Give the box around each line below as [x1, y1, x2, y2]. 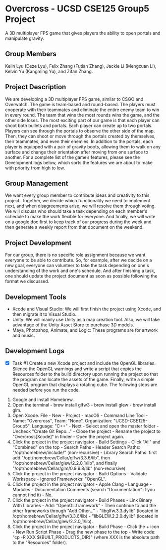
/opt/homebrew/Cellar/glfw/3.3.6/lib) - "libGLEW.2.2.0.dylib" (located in [12, 513, 159, 519]
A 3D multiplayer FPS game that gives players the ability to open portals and [5, 30, 161, 36]
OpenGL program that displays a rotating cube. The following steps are [12, 382, 158, 388]
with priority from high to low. [5, 165, 65, 171]
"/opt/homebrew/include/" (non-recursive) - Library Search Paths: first [12, 449, 157, 455]
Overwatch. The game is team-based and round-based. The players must [5, 101, 156, 107]
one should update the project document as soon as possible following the [5, 273, 158, 279]
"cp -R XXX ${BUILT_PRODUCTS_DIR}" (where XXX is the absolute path [12, 534, 160, 540]
